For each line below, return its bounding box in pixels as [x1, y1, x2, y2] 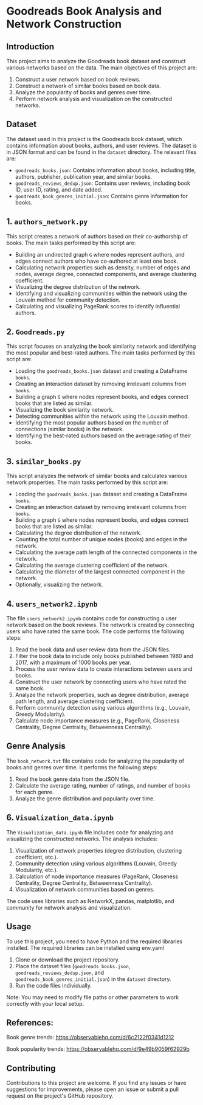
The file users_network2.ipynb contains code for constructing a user [6, 615, 177, 622]
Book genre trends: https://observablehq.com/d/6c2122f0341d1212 [6, 1034, 174, 1041]
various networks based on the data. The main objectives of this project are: [6, 64, 198, 71]
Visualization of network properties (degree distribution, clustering [15, 847, 182, 854]
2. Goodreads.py [6, 327, 65, 337]
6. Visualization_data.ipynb [6, 812, 114, 823]
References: [6, 1017, 53, 1028]
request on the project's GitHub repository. [6, 1092, 114, 1100]
